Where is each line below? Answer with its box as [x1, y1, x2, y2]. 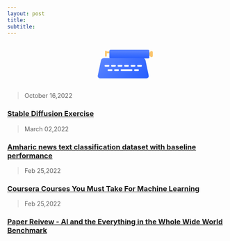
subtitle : [7, 23, 36, 30]
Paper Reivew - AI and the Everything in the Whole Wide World [7, 217, 223, 226]
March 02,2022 [24, 124, 69, 133]
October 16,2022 [24, 92, 73, 100]
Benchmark [7, 226, 47, 235]
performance [7, 151, 53, 160]
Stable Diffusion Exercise [7, 109, 95, 119]
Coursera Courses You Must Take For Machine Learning [7, 183, 200, 193]
